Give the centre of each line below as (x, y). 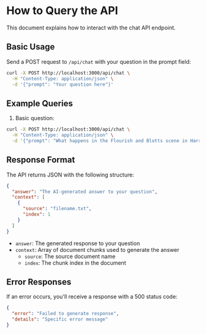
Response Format (41, 160)
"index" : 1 (36, 214)
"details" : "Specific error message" (60, 319)
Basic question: (35, 118)
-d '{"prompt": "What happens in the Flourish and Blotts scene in (100, 141)
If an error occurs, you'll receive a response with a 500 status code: (92, 297)
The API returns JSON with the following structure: (70, 175)
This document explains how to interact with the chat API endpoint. (91, 28)
